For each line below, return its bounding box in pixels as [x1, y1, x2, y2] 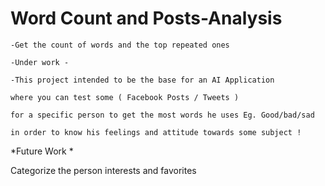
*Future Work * [10, 145, 74, 157]
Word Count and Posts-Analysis [10, 7, 283, 30]
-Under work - [10, 57, 70, 67]
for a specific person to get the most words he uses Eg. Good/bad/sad [10, 110, 315, 120]
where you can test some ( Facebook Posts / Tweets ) [10, 92, 240, 102]
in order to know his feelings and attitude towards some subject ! [10, 127, 302, 137]
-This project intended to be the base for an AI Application [10, 75, 275, 85]
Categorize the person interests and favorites [10, 164, 197, 176]
